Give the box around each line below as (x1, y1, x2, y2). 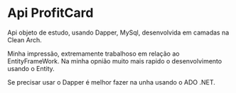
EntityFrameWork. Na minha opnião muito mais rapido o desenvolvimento (7, 56, 222, 65)
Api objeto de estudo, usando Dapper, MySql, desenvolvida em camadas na (7, 28, 230, 37)
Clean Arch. (7, 35, 42, 44)
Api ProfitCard (7, 5, 94, 21)
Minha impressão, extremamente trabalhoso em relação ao (7, 49, 180, 58)
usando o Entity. (7, 64, 55, 73)
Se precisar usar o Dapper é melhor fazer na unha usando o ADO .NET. (7, 77, 215, 86)
